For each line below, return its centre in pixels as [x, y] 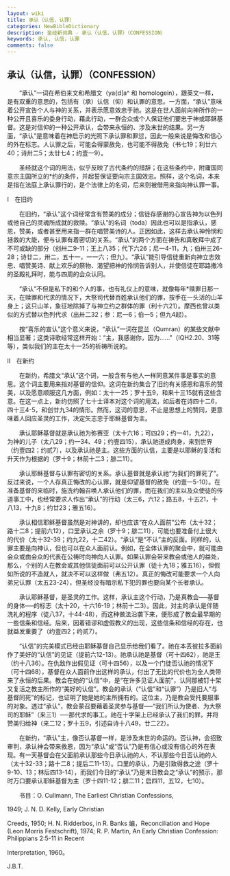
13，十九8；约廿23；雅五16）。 [56, 507]
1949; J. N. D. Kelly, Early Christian [56, 809]
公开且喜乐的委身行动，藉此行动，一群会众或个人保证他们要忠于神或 [109, 118]
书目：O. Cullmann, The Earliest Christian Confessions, [96, 795]
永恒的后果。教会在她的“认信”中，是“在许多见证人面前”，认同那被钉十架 [120, 680]
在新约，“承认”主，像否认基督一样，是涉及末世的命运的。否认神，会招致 [120, 738]
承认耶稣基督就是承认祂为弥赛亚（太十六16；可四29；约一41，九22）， [118, 433]
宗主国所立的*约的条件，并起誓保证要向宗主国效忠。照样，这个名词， [111, 176]
